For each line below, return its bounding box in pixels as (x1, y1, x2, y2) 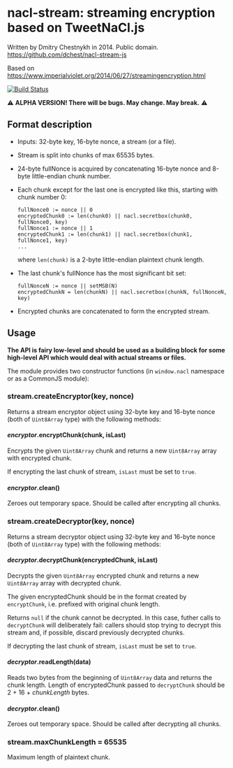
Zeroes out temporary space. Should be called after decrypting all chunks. (7, 720, 221, 728)
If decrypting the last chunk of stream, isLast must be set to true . (7, 641, 197, 650)
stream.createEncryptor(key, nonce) (7, 392, 135, 401)
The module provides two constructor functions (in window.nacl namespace (7, 367, 225, 375)
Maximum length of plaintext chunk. (7, 753, 110, 762)
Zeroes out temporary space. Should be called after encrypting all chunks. (7, 499, 221, 508)
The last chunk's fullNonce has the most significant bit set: (17, 269, 186, 277)
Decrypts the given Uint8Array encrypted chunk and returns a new (7, 571, 200, 580)
